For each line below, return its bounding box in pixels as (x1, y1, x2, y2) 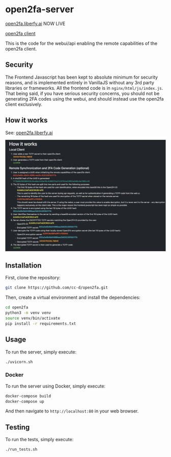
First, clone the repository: (5, 275, 61, 281)
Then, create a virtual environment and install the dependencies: (5, 295, 141, 301)
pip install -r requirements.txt (5, 321, 76, 326)
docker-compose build (5, 393, 51, 399)
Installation (5, 261, 42, 270)
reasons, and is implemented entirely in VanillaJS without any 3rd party (5, 79, 154, 85)
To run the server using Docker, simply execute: (5, 383, 106, 389)
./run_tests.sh (5, 447, 38, 452)
